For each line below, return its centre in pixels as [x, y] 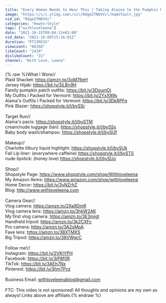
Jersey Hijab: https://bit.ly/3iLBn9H [41, 85]
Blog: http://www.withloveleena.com [42, 190]
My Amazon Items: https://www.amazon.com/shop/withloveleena [72, 180]
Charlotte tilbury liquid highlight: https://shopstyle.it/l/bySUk [66, 148]
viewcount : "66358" [25, 47]
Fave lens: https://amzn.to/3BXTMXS [43, 232]
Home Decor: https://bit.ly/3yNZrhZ [41, 185]
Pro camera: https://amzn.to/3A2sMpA [44, 227]
